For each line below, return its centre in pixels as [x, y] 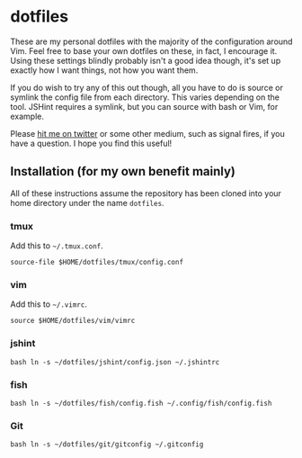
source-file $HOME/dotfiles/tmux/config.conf [97, 263]
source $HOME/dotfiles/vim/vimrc [73, 321]
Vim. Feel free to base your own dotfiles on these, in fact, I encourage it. [144, 50]
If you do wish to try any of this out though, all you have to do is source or [147, 87]
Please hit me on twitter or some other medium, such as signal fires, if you [148, 133]
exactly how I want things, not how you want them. [104, 70]
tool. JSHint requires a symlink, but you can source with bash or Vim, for [144, 106]
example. [27, 116]
